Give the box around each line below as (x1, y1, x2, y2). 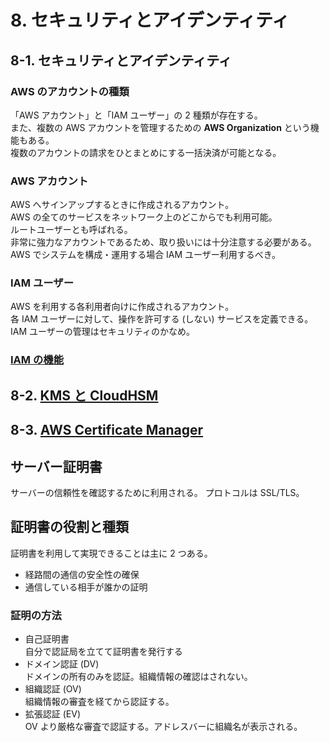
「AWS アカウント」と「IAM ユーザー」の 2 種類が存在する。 (10, 109, 263, 121)
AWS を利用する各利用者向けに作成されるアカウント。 (10, 301, 235, 313)
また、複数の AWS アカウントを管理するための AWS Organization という (10, 121, 311, 133)
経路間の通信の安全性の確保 (24, 568, 140, 580)
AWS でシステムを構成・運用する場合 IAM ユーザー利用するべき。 (10, 249, 282, 261)
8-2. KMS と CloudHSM (10, 387, 159, 404)
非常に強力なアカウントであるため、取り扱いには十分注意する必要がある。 (10, 236, 317, 248)
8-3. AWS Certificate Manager (10, 422, 204, 439)
